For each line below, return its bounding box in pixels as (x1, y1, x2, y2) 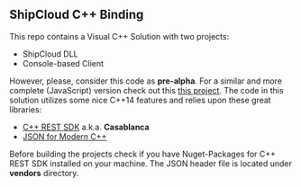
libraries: (9, 103, 42, 115)
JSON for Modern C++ (22, 130, 107, 142)
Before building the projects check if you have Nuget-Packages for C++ (9, 148, 277, 159)
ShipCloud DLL (22, 49, 78, 59)
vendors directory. (9, 167, 79, 178)
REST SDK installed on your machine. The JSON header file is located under (9, 157, 293, 169)
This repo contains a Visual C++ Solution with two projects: (9, 31, 230, 41)
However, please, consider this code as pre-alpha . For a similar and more (9, 76, 282, 86)
